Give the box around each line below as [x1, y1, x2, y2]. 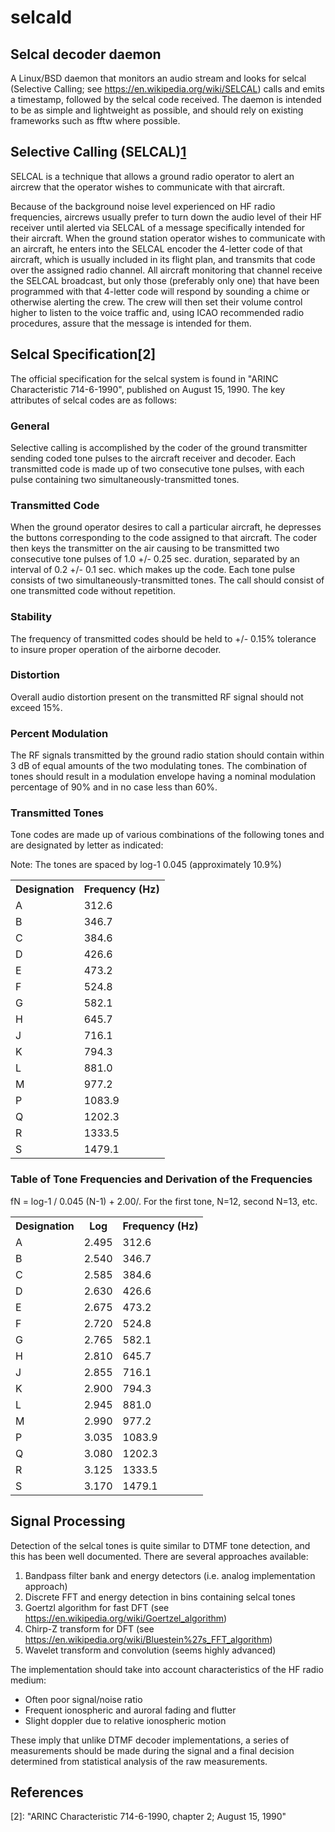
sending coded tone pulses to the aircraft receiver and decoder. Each [10, 452, 297, 464]
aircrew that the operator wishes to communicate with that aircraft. [10, 181, 285, 193]
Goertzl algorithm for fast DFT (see [24, 1601, 170, 1613]
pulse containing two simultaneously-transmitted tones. [10, 473, 240, 485]
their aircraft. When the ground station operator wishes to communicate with [10, 232, 326, 244]
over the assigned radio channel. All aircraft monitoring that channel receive [10, 264, 323, 276]
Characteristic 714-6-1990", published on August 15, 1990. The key [10, 383, 286, 395]
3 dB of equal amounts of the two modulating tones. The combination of [10, 760, 308, 772]
